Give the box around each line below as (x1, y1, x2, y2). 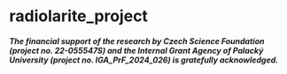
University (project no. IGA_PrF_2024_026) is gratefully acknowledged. (9, 55, 279, 65)
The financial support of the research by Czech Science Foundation (9, 35, 265, 46)
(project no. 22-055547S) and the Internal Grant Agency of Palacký (9, 45, 264, 55)
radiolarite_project (9, 6, 149, 26)
